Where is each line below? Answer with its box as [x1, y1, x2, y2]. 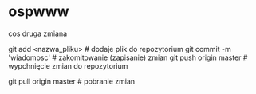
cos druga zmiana [8, 29, 68, 38]
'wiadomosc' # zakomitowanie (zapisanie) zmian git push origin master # [8, 53, 248, 62]
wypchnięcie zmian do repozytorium [8, 61, 128, 70]
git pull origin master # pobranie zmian [8, 76, 136, 86]
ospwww [8, 2, 69, 21]
